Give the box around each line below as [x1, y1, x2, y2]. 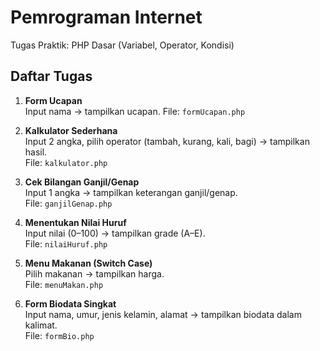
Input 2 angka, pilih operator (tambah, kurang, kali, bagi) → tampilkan [24, 135, 310, 147]
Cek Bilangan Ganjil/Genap [24, 176, 140, 188]
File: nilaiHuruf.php [24, 237, 108, 250]
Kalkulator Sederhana [24, 124, 118, 136]
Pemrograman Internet [10, 6, 203, 29]
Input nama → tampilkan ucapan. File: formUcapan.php [24, 105, 246, 117]
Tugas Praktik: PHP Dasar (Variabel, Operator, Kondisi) [10, 39, 235, 51]
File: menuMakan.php [24, 278, 104, 290]
